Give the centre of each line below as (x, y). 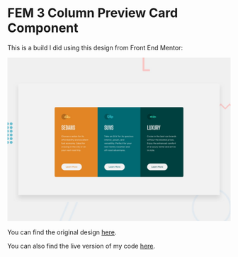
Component (43, 28)
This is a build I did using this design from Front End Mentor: (95, 47)
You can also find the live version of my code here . (81, 246)
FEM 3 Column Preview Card (93, 13)
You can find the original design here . (62, 232)
